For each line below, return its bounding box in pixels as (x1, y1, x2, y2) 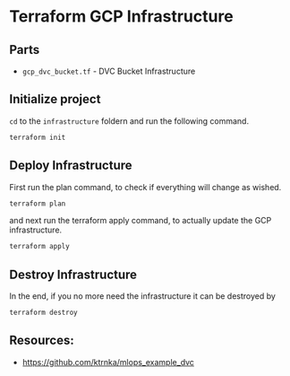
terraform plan (9, 199, 66, 208)
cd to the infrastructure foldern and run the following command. (9, 115, 249, 127)
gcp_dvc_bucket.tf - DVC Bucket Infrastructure (21, 66, 196, 76)
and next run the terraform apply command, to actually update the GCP (9, 215, 272, 226)
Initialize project (9, 92, 101, 107)
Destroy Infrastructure (9, 267, 137, 282)
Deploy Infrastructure (9, 158, 132, 173)
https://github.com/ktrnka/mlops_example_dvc (21, 356, 195, 367)
